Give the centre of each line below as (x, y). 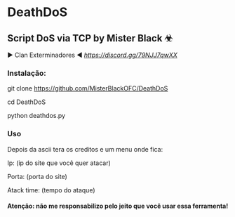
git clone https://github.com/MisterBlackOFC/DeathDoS (88, 88)
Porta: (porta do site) (38, 176)
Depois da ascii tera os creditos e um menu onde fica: (85, 149)
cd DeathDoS (27, 102)
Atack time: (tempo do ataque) (51, 190)
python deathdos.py (36, 116)
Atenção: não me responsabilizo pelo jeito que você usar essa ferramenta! (118, 206)
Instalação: (27, 73)
